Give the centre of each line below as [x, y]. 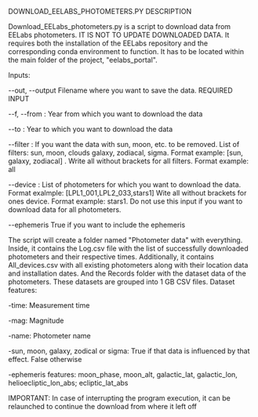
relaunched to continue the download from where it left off [103, 406]
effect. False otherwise [45, 359]
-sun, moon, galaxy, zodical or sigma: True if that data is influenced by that [129, 351]
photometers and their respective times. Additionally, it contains [111, 257]
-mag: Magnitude [36, 320]
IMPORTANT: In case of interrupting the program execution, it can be [120, 398]
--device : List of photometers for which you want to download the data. [125, 185]
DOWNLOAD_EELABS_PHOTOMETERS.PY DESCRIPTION [100, 11]
